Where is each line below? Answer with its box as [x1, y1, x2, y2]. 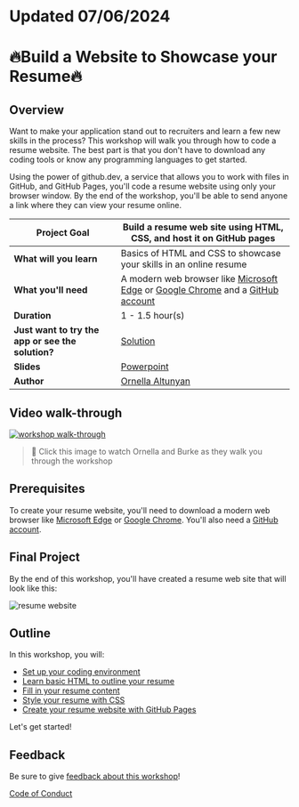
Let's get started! [9, 722, 73, 732]
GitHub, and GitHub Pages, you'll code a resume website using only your [9, 181, 276, 192]
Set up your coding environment [21, 666, 141, 677]
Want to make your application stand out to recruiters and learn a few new [9, 126, 281, 137]
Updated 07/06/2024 [9, 6, 171, 27]
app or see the [13, 335, 77, 348]
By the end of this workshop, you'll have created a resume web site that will [9, 573, 287, 584]
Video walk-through [9, 405, 123, 420]
